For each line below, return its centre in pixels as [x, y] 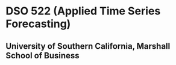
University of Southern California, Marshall [88, 46]
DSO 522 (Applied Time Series [83, 11]
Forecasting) [38, 24]
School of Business [42, 55]
